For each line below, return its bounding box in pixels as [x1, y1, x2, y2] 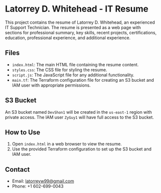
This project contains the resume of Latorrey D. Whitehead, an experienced [5, 19, 155, 25]
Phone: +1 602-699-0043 [12, 183, 64, 189]
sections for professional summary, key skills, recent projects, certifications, [5, 30, 157, 35]
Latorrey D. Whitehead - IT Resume [5, 3, 148, 15]
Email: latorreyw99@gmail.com [12, 178, 74, 184]
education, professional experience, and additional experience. [5, 35, 131, 41]
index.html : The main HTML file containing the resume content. [12, 61, 139, 67]
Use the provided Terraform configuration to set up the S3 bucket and [12, 146, 152, 152]
